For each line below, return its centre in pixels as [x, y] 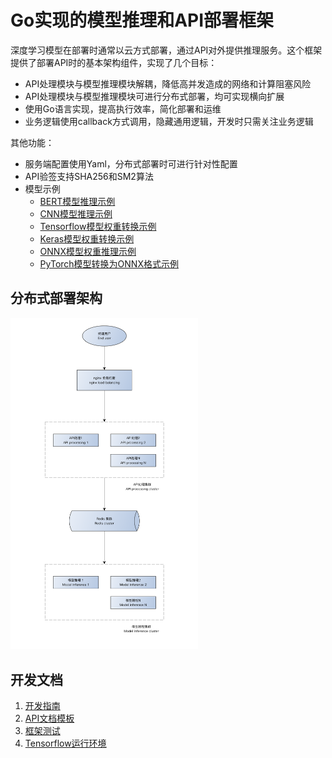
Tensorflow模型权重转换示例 [98, 226]
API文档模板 [49, 718]
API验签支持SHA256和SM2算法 [89, 176]
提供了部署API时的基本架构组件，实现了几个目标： [114, 62]
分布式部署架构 [56, 298]
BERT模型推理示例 [77, 201]
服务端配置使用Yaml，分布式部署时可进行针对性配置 [131, 163]
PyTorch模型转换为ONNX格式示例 [109, 263]
